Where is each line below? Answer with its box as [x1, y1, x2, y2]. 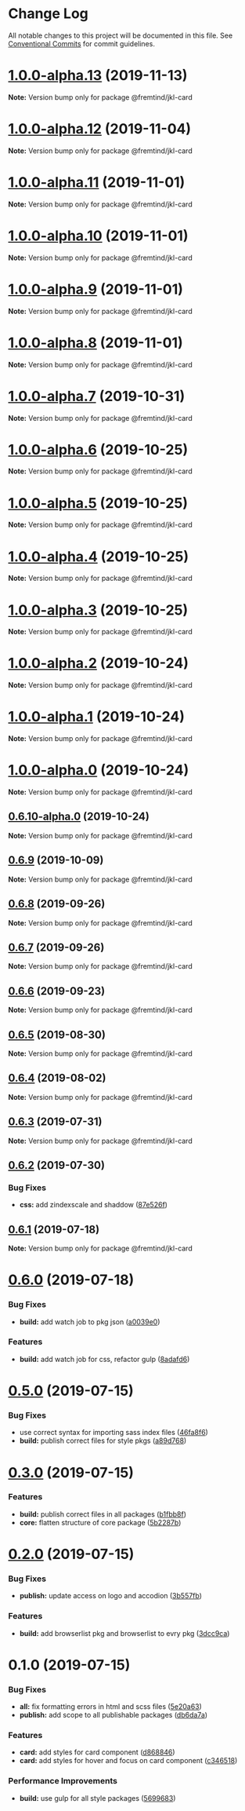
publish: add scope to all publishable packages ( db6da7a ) [19, 1711, 208, 1720]
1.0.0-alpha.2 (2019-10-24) [8, 655, 189, 672]
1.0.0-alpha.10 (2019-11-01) [8, 227, 189, 244]
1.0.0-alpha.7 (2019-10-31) [8, 387, 186, 405]
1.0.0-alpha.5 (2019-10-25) [8, 494, 189, 512]
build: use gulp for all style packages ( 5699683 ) [19, 1793, 176, 1802]
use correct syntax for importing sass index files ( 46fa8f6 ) [19, 1428, 209, 1437]
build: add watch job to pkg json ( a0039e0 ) [19, 1316, 160, 1327]
